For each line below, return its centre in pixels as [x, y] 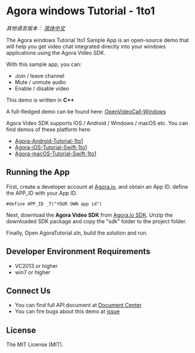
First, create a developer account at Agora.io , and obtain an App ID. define [97, 186]
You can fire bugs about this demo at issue [67, 311]
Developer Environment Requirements [78, 252]
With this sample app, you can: [44, 64]
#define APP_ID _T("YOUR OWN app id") [54, 204]
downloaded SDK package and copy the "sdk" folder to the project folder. [97, 221]
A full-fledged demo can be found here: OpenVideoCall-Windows [86, 111]
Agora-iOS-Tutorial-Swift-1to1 [51, 147]
